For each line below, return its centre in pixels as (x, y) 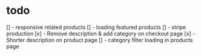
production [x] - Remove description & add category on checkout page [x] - (101, 33)
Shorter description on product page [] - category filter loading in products (100, 40)
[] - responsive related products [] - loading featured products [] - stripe (96, 27)
